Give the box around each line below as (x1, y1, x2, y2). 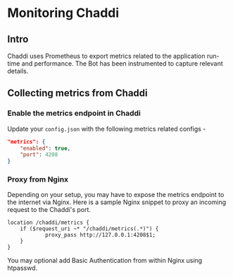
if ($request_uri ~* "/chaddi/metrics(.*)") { (20, 225, 159, 232)
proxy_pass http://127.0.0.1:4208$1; (44, 232, 156, 239)
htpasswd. (7, 263, 38, 273)
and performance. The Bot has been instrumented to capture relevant (21, 59, 223, 68)
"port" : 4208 (20, 151, 58, 158)
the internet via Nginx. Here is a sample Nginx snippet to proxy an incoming (7, 198, 227, 206)
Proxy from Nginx (7, 174, 69, 184)
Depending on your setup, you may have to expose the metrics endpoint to (7, 191, 225, 199)
